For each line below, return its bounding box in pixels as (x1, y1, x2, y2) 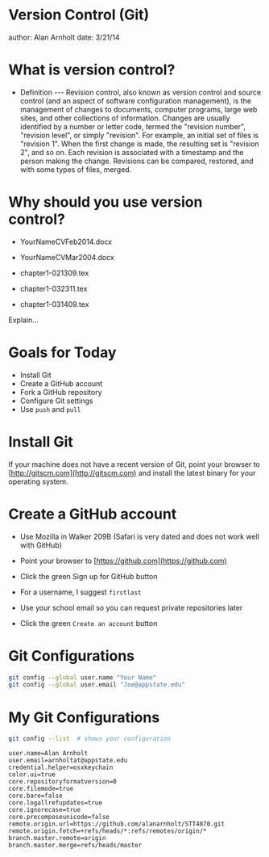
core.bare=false (8, 792, 63, 800)
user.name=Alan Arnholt (8, 750, 89, 758)
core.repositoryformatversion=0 (8, 778, 117, 786)
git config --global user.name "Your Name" (8, 673, 157, 682)
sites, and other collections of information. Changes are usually (19, 113, 230, 123)
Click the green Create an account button (19, 618, 158, 628)
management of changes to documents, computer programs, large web (19, 104, 258, 114)
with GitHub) (19, 540, 63, 550)
